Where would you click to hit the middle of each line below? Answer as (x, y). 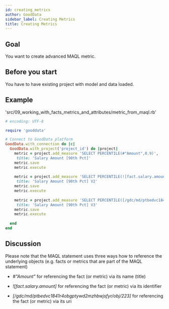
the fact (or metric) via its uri (42, 301)
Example (19, 100)
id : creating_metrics (28, 10)
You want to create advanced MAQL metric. (50, 56)
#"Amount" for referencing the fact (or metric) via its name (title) (79, 276)
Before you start (31, 72)
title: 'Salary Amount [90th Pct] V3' (57, 205)
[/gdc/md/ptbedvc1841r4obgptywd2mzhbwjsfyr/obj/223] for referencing (88, 296)
